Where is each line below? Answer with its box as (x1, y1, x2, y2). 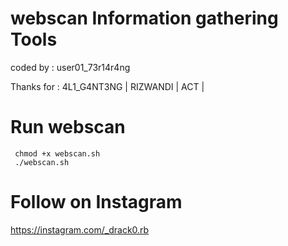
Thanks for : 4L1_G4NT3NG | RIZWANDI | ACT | (10, 80, 205, 92)
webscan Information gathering (10, 7, 279, 30)
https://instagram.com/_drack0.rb (10, 223, 150, 236)
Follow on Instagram (10, 191, 183, 214)
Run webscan (10, 116, 126, 139)
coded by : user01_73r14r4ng (10, 61, 131, 73)
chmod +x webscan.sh (14, 148, 101, 159)
